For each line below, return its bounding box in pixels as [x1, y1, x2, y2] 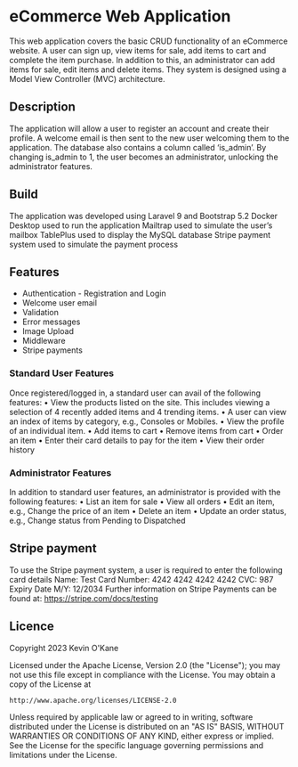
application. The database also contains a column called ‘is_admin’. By [9, 142, 267, 152]
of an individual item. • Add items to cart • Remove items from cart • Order [9, 425, 284, 436]
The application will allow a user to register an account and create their [9, 123, 270, 134]
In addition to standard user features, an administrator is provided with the [9, 486, 281, 497]
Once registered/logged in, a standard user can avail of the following [9, 388, 261, 398]
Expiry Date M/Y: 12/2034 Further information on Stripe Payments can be [9, 583, 278, 594]
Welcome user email [21, 298, 98, 308]
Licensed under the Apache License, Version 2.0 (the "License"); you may [9, 659, 281, 670]
